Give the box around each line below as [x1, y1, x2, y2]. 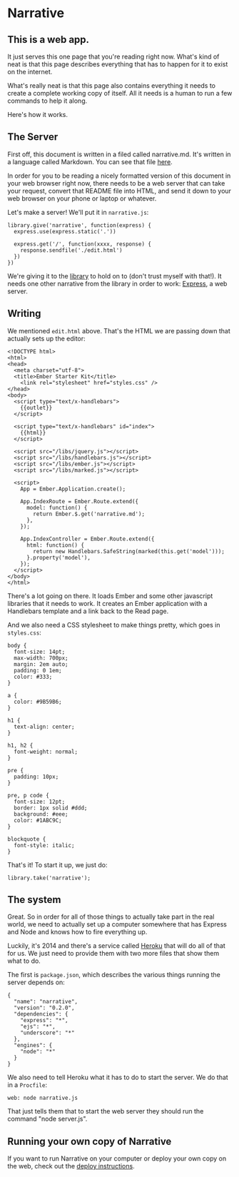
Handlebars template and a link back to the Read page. [7, 607, 169, 615]
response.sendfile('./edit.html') [20, 246, 123, 254]
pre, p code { [7, 792, 50, 799]
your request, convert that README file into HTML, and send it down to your [7, 186, 232, 195]
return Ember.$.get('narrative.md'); [33, 510, 145, 517]
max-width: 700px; [14, 655, 69, 662]
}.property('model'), [26, 554, 91, 561]
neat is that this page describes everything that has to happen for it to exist [7, 60, 228, 69]
